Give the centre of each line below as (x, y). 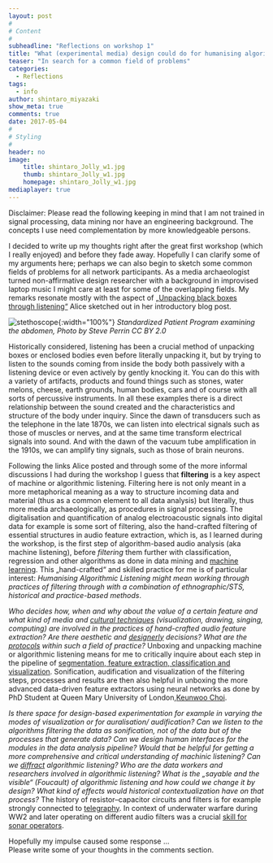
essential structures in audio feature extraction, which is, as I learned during (135, 535)
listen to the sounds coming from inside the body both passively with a (127, 363)
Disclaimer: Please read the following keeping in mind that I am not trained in (136, 213)
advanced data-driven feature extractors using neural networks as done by (134, 688)
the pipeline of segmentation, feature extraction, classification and (119, 662)
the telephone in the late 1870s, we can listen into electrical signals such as (134, 424)
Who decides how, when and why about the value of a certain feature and (133, 611)
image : (19, 159)
